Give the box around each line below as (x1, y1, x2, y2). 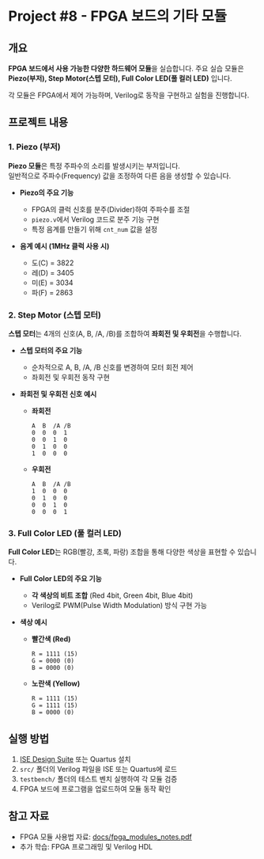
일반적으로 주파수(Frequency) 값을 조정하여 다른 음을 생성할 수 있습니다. (8, 171, 232, 181)
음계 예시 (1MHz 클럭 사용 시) (19, 241, 110, 250)
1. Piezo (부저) (8, 142, 61, 153)
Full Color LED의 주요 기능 (19, 574, 103, 583)
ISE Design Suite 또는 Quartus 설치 (19, 754, 131, 764)
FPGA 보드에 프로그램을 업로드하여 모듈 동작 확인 (19, 785, 172, 794)
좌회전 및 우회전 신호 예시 (19, 389, 97, 398)
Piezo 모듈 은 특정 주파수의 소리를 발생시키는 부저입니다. (8, 161, 180, 170)
